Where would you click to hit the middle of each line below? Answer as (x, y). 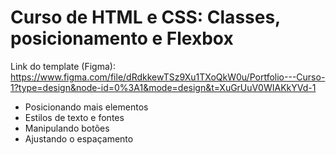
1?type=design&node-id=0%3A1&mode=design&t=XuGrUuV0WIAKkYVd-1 (163, 87)
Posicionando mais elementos (86, 107)
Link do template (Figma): (63, 66)
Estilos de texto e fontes (74, 117)
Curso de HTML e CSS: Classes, (145, 17)
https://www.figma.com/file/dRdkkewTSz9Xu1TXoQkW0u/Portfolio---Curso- (168, 77)
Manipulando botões (67, 128)
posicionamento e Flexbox (122, 38)
